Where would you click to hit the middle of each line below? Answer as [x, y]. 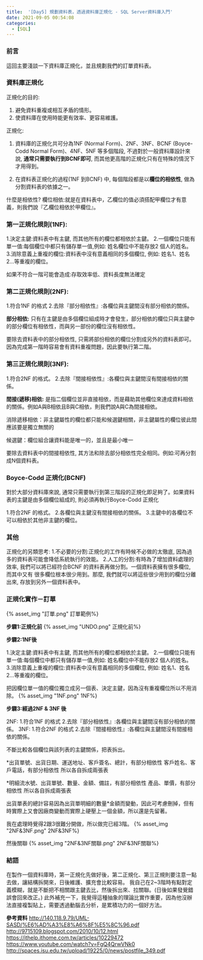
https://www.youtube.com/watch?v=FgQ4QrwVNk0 [71, 944]
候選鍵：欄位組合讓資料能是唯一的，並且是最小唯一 [70, 440]
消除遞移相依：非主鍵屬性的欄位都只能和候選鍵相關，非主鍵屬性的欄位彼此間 [101, 419]
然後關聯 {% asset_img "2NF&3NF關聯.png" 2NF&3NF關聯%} [82, 843]
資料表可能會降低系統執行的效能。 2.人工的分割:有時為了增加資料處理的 [105, 559]
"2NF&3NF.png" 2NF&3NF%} [43, 830]
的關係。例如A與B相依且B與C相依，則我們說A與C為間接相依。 [84, 407]
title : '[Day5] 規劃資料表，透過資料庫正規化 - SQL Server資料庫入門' [90, 12]
